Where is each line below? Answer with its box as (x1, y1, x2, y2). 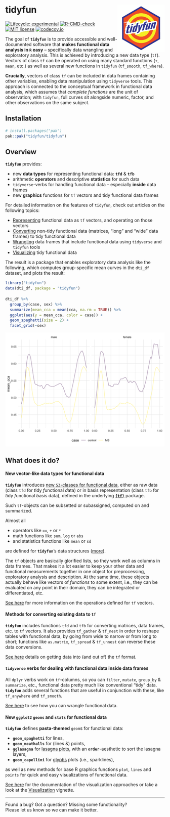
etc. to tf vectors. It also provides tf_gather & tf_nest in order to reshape (5, 628, 159, 634)
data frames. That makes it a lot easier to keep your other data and (5, 563, 144, 569)
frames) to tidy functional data (12, 233, 76, 239)
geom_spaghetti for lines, (12, 735, 64, 741)
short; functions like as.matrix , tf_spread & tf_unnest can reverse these (5, 638, 156, 644)
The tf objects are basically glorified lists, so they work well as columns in (5, 557, 160, 564)
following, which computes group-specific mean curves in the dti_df (5, 265, 149, 271)
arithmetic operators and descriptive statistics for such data (12, 176, 140, 182)
